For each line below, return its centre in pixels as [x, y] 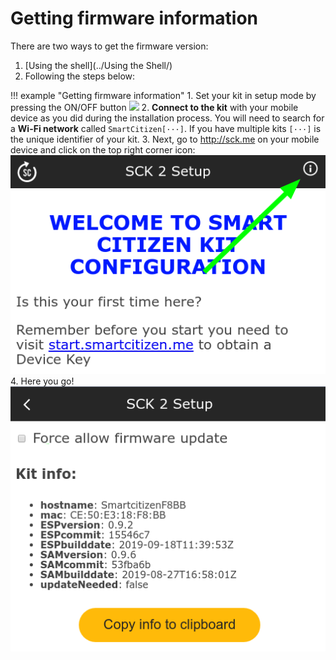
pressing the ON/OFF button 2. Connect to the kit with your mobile [154, 107]
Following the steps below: [80, 76]
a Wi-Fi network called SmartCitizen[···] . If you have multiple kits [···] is [166, 128]
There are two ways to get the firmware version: [109, 46]
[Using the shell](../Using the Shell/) [98, 65]
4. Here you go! [42, 381]
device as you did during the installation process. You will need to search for [167, 118]
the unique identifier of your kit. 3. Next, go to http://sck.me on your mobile [165, 139]
